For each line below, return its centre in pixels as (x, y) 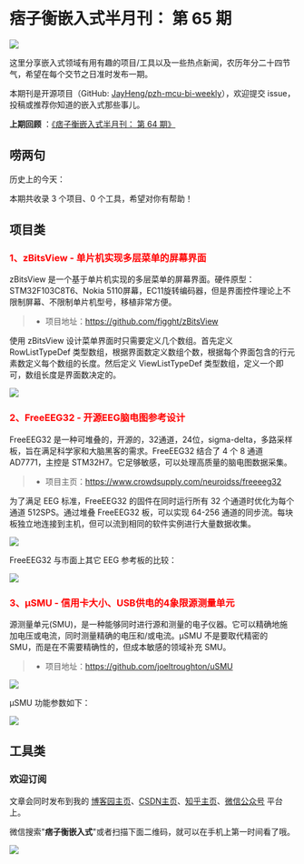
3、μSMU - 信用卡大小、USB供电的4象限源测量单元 (122, 603)
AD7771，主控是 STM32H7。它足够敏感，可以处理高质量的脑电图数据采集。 (151, 462)
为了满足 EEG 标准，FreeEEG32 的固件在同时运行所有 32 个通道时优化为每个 (152, 500)
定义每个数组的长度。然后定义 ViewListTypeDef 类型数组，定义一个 (151, 364)
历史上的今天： (37, 179)
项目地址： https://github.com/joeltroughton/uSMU (139, 667)
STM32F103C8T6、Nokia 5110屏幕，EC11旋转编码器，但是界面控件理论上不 (150, 291)
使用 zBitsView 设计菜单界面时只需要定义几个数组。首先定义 (121, 341)
